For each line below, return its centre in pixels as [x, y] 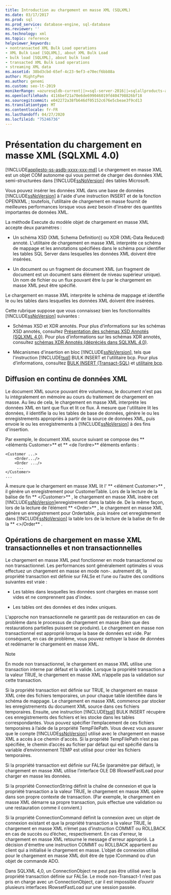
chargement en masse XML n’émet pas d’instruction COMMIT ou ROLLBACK [85, 829]
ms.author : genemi [25, 81]
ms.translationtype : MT [31, 105]
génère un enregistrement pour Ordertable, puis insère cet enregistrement [83, 513]
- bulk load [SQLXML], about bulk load [48, 58]
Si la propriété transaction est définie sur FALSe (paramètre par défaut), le [83, 765]
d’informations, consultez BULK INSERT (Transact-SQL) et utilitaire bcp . [88, 363]
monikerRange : [20, 91]
